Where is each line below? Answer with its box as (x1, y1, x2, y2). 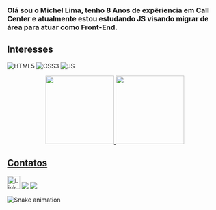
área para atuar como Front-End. (7, 23, 118, 32)
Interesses (7, 44, 53, 55)
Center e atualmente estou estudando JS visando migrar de (7, 14, 209, 23)
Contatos (7, 157, 48, 169)
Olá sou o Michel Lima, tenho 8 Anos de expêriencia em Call (7, 5, 210, 15)
